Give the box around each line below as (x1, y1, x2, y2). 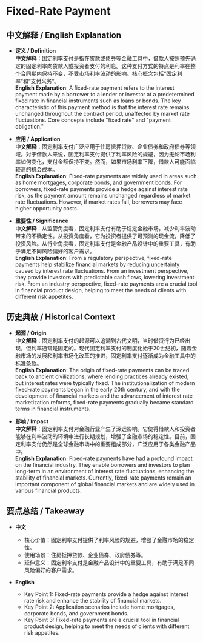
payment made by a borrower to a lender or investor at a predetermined (15, 91, 195, 98)
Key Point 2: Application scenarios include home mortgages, (24, 603, 175, 610)
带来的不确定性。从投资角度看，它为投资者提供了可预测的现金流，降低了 (15, 232, 196, 239)
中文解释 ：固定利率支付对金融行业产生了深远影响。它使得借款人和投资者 (15, 425, 196, 432)
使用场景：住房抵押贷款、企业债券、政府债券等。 (24, 551, 147, 558)
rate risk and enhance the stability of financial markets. (24, 597, 162, 604)
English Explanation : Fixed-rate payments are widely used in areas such (15, 173, 197, 179)
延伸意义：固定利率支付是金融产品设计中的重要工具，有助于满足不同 (24, 559, 195, 566)
